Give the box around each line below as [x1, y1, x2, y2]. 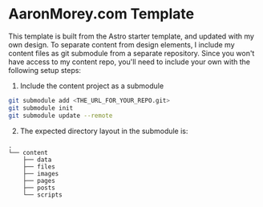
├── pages [22, 177, 56, 185]
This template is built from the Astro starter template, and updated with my [8, 31, 255, 41]
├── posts [22, 184, 56, 192]
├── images [22, 169, 59, 177]
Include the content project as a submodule [19, 81, 164, 91]
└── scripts [22, 190, 63, 199]
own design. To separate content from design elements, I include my [8, 39, 235, 49]
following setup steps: [8, 65, 82, 75]
